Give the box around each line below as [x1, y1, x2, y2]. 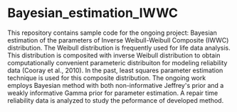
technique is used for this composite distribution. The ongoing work [7, 73, 206, 82]
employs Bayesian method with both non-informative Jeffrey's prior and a [7, 81, 224, 89]
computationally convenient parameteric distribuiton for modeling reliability [7, 58, 228, 67]
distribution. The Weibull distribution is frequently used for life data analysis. [7, 43, 231, 52]
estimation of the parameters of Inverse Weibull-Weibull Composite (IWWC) [7, 35, 229, 44]
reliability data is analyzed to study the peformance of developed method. [7, 96, 224, 104]
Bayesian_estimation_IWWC [7, 5, 178, 21]
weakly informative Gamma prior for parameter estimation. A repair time [7, 89, 218, 97]
